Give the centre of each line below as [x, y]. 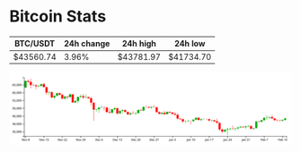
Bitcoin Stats [58, 17]
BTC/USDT [35, 44]
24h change [87, 44]
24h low [190, 44]
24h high [139, 44]
